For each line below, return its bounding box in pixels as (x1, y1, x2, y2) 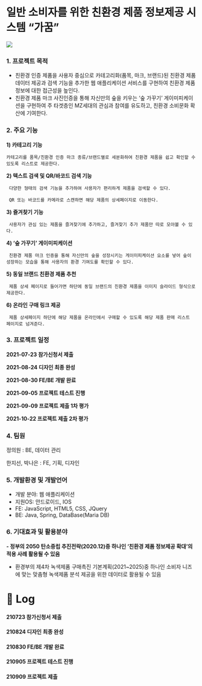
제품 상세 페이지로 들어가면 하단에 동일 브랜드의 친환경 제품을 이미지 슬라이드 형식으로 (8, 283, 196, 290)
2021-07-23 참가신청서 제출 (6, 351, 74, 358)
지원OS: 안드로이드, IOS (14, 498, 72, 505)
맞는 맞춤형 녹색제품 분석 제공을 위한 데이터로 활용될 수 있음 (21, 571, 162, 578)
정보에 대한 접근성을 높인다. (14, 87, 80, 94)
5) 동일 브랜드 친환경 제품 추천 (6, 270, 77, 277)
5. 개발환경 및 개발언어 (6, 476, 68, 484)
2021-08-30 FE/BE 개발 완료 (6, 376, 77, 384)
